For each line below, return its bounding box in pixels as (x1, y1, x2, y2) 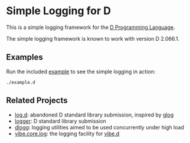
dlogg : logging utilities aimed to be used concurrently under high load (14, 123, 184, 131)
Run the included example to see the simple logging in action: (6, 68, 156, 75)
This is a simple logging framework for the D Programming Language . (6, 24, 175, 31)
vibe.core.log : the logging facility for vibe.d (14, 130, 120, 137)
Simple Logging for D (6, 4, 111, 18)
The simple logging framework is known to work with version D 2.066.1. (6, 35, 180, 42)
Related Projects (6, 96, 68, 106)
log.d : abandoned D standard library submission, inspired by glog (14, 111, 174, 118)
